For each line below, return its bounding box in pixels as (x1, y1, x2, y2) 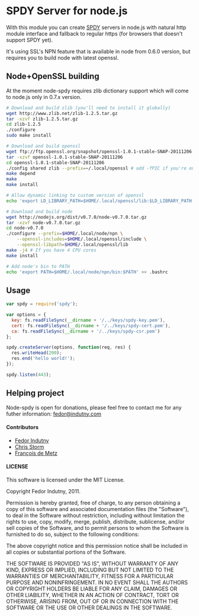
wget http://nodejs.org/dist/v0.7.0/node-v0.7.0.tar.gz (6, 214, 147, 220)
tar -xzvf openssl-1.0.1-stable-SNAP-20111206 (6, 154, 123, 160)
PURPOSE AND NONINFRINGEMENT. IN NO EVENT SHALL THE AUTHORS (6, 579, 188, 586)
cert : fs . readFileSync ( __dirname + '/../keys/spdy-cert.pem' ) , (11, 323, 171, 328)
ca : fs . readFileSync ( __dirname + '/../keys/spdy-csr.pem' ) (11, 328, 161, 334)
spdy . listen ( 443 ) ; (6, 372, 52, 378)
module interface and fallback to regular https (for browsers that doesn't (6, 30, 183, 37)
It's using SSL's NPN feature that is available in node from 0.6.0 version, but (6, 47, 191, 55)
